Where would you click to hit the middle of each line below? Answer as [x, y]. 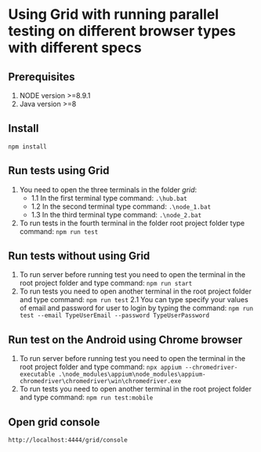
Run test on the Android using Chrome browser [125, 339]
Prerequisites [42, 77]
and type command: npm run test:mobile [86, 397]
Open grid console [54, 422]
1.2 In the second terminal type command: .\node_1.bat [121, 206]
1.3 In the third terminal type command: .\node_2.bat [116, 214]
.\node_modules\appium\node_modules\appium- [132, 374]
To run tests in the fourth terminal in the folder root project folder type [132, 223]
